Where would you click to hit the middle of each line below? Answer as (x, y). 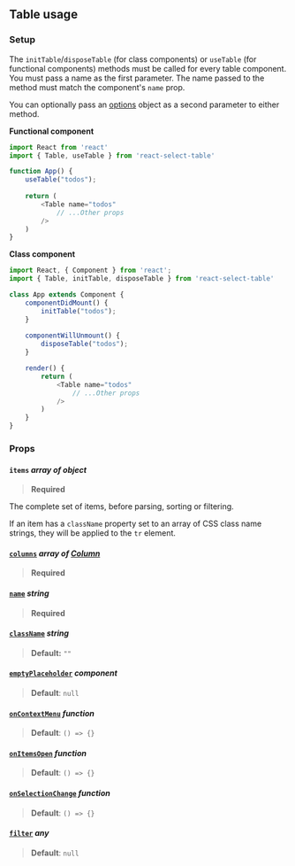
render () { (45, 368)
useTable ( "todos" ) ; (61, 180)
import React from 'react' (59, 147)
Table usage (43, 15)
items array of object (48, 469)
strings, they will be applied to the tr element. (93, 533)
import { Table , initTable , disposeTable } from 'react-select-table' (142, 279)
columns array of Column (55, 553)
